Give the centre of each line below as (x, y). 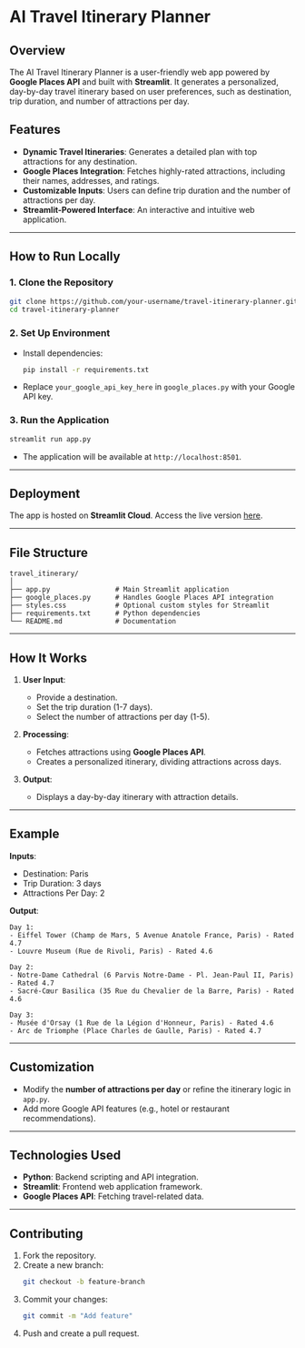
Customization (52, 1067)
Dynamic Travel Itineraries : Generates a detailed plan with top (140, 151)
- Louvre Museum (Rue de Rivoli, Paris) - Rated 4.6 (111, 951)
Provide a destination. (77, 697)
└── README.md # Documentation (93, 622)
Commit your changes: (65, 1300)
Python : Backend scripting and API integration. (111, 1177)
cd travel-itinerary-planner (64, 310)
